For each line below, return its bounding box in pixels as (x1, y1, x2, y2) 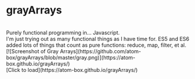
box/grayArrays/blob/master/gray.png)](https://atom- (6, 54, 135, 61)
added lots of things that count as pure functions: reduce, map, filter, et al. (6, 42, 187, 49)
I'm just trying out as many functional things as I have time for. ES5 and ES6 (6, 35, 190, 42)
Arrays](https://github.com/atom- (60, 47, 141, 54)
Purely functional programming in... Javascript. (6, 29, 120, 36)
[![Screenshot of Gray (6, 47, 59, 54)
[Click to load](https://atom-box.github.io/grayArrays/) (6, 66, 138, 73)
